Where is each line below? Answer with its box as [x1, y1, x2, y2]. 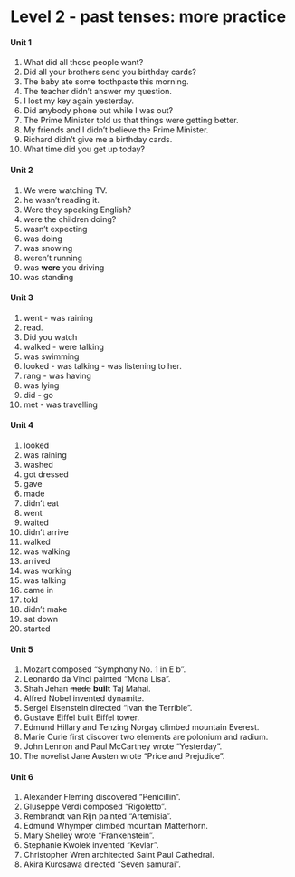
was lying [23, 379, 60, 391]
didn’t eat [23, 498, 60, 509]
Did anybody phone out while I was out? [23, 105, 174, 116]
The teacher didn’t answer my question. [23, 86, 173, 97]
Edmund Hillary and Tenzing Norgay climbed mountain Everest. [23, 722, 260, 733]
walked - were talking [23, 341, 105, 352]
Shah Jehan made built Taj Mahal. [23, 683, 152, 695]
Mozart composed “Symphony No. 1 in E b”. [23, 664, 186, 675]
